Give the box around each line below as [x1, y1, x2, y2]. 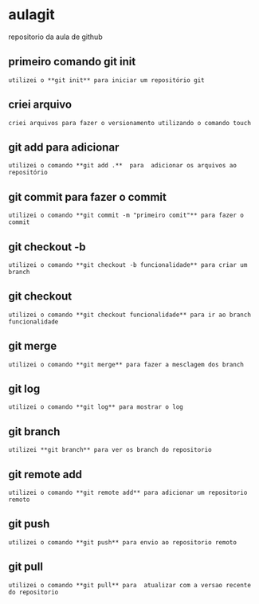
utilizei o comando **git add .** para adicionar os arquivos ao [8, 162, 237, 170]
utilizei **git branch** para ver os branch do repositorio [8, 446, 213, 454]
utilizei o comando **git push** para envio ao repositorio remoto [8, 538, 237, 547]
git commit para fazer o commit [8, 190, 167, 204]
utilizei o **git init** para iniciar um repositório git [8, 76, 205, 84]
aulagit [8, 6, 56, 24]
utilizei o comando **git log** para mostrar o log [8, 403, 183, 411]
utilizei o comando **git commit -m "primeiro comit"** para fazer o [8, 211, 245, 220]
